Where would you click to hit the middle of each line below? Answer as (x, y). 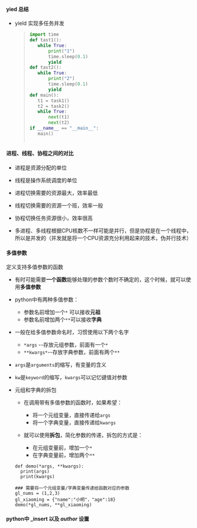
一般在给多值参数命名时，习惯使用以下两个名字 (72, 332)
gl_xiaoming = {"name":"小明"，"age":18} (65, 500)
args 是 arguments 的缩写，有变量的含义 (60, 365)
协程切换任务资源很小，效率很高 (54, 218)
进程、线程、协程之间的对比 (40, 153)
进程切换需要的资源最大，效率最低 (56, 193)
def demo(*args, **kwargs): (49, 466)
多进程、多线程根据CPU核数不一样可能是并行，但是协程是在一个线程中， (103, 231)
